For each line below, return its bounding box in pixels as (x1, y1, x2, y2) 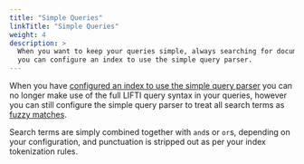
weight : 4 (9, 30, 47, 39)
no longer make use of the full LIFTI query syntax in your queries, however (9, 90, 288, 101)
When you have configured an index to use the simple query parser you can (9, 81, 292, 91)
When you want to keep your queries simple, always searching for (17, 47, 273, 56)
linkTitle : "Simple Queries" (9, 22, 119, 31)
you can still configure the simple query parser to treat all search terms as (9, 100, 285, 110)
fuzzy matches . (9, 110, 68, 120)
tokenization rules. (9, 146, 79, 157)
